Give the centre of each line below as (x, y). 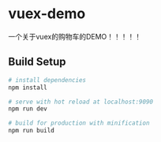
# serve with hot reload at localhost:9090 (81, 102)
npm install (28, 88)
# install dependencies (47, 80)
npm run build (32, 131)
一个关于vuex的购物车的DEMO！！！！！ (75, 36)
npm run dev (28, 109)
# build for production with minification (79, 123)
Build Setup (37, 62)
